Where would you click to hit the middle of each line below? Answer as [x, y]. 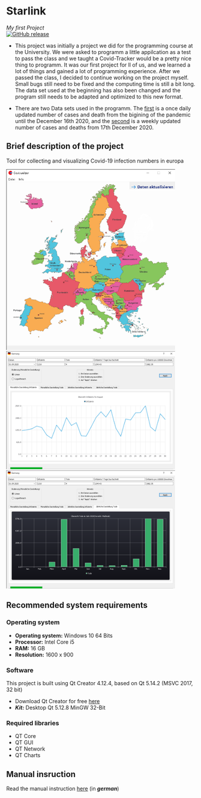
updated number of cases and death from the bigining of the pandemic [103, 115]
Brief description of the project [65, 146]
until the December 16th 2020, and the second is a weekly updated [98, 121]
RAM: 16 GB [30, 648]
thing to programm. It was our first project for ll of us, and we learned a [103, 65]
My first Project [25, 28]
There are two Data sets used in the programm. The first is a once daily [103, 108]
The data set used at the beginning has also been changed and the [98, 90]
